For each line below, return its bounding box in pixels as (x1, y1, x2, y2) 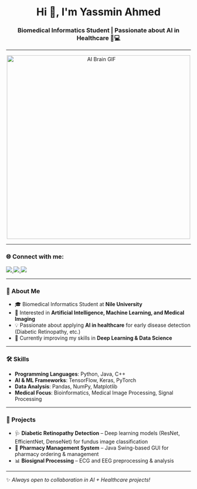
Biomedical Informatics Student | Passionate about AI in (17, 26, 180, 35)
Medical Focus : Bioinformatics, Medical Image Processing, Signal (14, 389, 174, 396)
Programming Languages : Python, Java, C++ (14, 370, 126, 378)
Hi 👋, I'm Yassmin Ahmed (36, 5, 161, 19)
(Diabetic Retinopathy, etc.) (14, 329, 81, 336)
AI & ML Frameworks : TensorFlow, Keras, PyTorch (14, 377, 137, 384)
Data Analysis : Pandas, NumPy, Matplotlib (14, 383, 118, 390)
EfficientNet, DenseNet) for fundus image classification (14, 438, 148, 445)
